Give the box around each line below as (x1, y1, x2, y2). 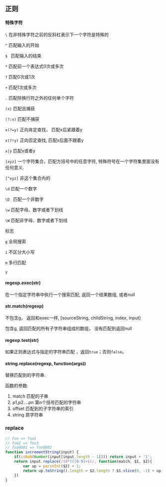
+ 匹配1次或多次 (5, 84, 37, 90)
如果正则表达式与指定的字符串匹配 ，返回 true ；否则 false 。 (5, 349, 127, 355)
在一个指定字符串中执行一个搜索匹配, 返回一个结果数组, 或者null (5, 291, 135, 297)
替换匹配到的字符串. (5, 372, 46, 378)
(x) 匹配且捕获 (5, 105, 35, 111)
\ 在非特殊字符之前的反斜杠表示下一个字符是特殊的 (5, 31, 109, 37)
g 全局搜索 (5, 238, 26, 244)
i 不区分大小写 (5, 249, 35, 255)
